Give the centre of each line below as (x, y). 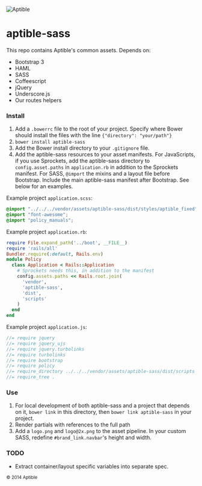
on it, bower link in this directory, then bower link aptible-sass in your (103, 412)
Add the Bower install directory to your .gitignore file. (82, 148)
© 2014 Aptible (22, 477)
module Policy (24, 260)
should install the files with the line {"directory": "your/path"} (93, 135)
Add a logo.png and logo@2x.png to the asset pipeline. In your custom (100, 431)
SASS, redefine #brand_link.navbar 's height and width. (83, 438)
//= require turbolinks (36, 355)
